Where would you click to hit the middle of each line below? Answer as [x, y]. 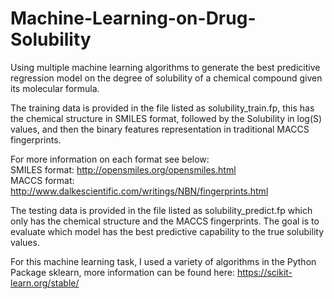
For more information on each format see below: [110, 159]
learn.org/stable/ [45, 283]
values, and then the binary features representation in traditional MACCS [160, 129]
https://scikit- [264, 272]
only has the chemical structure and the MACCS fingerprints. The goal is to [165, 221]
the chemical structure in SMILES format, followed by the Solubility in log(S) [166, 118]
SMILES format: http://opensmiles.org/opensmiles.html [123, 169]
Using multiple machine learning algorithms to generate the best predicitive [165, 67]
